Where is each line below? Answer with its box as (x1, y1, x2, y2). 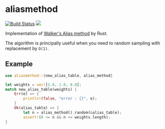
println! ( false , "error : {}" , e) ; (23, 96, 97, 101)
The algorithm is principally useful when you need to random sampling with (5, 40, 160, 46)
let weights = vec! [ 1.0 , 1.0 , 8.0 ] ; (5, 82, 81, 87)
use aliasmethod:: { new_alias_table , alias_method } (5, 73, 113, 78)
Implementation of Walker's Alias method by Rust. (5, 30, 108, 36)
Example (5, 60, 33, 68)
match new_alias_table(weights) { (5, 86, 77, 92)
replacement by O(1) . (5, 45, 49, 51)
